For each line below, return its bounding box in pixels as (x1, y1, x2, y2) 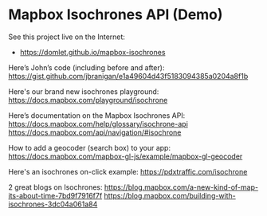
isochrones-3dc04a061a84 (8, 199, 98, 209)
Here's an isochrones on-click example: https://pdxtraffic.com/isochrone (8, 167, 248, 176)
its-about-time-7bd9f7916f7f (8, 190, 103, 200)
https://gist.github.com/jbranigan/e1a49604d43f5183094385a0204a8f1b (8, 71, 249, 81)
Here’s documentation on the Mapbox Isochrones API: (8, 110, 186, 120)
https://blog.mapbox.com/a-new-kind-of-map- (104, 182, 259, 192)
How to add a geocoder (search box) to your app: (8, 143, 171, 152)
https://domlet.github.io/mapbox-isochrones (19, 47, 166, 57)
